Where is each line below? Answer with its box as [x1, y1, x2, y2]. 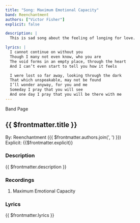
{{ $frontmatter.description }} [5, 163, 67, 170]
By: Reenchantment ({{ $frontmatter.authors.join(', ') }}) [5, 134, 121, 140]
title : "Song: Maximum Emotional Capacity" [5, 7, 99, 13]
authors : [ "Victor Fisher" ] [5, 17, 65, 22]
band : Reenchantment [5, 12, 49, 17]
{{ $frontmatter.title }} [5, 121, 77, 129]
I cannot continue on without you [10, 49, 83, 54]
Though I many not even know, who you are [10, 54, 101, 59]
